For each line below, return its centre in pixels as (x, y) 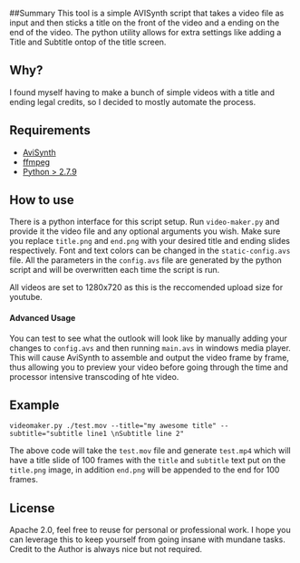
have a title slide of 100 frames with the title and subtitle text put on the (148, 461)
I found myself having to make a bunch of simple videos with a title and (142, 92)
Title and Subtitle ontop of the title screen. (88, 42)
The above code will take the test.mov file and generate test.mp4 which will (150, 451)
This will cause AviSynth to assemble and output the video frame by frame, (150, 357)
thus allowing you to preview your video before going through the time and (149, 367)
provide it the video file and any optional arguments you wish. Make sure (145, 231)
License (32, 508)
